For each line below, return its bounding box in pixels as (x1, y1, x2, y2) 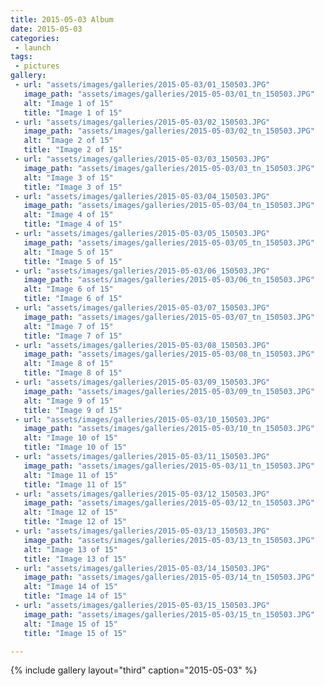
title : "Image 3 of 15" (23, 182, 123, 192)
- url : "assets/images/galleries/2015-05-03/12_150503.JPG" (14, 489, 271, 499)
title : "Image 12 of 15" (23, 517, 128, 527)
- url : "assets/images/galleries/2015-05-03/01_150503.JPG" (14, 80, 271, 90)
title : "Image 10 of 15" (23, 442, 128, 453)
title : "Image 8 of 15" (23, 368, 123, 378)
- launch (14, 42, 52, 53)
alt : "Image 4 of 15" (23, 210, 114, 220)
